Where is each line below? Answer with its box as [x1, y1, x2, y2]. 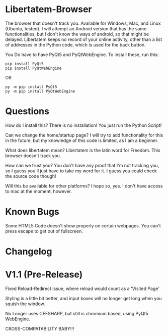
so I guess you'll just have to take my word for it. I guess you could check [5, 168, 157, 174]
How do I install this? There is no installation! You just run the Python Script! [5, 122, 162, 128]
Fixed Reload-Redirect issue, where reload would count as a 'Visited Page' [5, 285, 160, 292]
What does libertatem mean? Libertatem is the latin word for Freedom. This [5, 147, 161, 153]
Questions [5, 106, 49, 117]
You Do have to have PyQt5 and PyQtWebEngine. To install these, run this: [5, 52, 159, 58]
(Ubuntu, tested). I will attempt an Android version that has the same [5, 25, 147, 31]
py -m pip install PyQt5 [5, 84, 57, 89]
